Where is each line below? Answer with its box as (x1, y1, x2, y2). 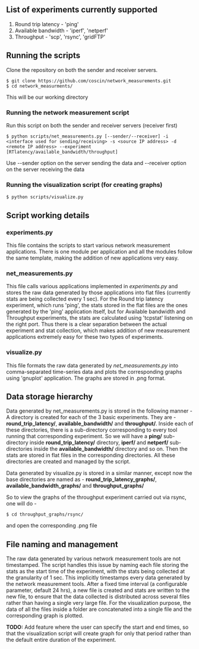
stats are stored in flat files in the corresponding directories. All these (6, 452, 175, 459)
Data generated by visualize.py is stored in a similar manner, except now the (6, 470, 192, 477)
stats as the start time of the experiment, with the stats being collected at (6, 568, 185, 575)
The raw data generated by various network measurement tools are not (6, 555, 181, 562)
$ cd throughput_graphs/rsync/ (6, 511, 84, 517)
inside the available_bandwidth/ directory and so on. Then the (33, 445, 188, 453)
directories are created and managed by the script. (6, 458, 131, 465)
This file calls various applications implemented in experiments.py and (6, 283, 178, 290)
